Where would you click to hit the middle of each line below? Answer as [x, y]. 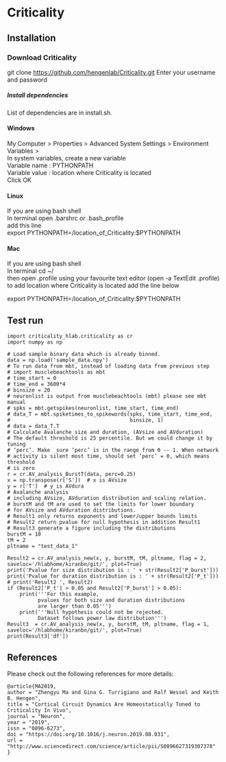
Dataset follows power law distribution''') [102, 619]
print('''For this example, [59, 595]
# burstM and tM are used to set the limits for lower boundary [101, 504]
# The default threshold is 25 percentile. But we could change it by [110, 438]
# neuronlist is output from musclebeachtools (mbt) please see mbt [107, 396]
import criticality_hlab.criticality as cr [70, 336]
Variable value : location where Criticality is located [79, 173]
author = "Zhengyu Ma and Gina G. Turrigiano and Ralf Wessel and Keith [113, 693]
